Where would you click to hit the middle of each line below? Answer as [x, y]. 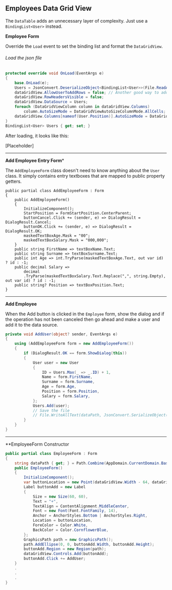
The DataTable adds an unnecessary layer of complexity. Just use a [77, 21]
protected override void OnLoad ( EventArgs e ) [55, 73]
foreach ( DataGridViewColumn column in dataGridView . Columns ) [82, 107]
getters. [14, 181]
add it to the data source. [32, 325]
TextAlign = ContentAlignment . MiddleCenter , [81, 506]
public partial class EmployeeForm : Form [51, 453]
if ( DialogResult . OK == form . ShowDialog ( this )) [75, 353]
